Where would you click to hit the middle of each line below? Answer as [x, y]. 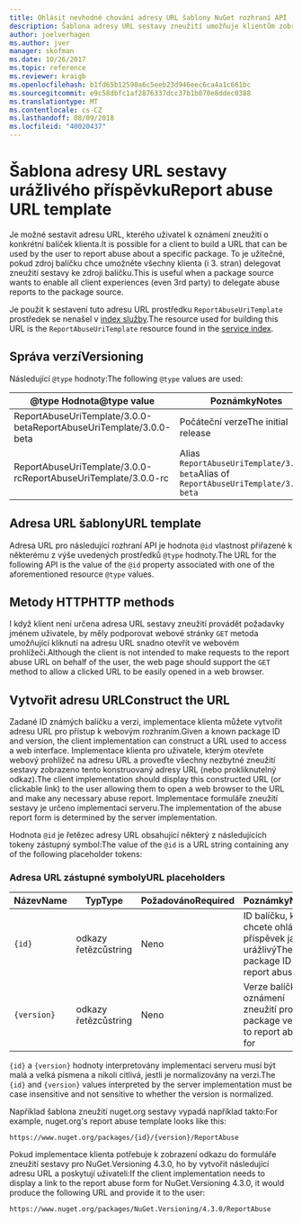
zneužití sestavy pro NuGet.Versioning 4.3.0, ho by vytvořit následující [139, 1164]
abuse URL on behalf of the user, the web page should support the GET [140, 662]
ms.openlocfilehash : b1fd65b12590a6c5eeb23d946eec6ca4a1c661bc [130, 85]
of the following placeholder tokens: [76, 854]
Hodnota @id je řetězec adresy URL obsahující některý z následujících [138, 835]
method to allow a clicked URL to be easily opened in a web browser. [137, 671]
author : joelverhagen [50, 34]
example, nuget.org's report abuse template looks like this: [118, 1121]
